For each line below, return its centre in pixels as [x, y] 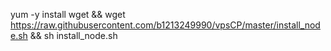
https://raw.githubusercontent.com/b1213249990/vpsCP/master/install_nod [165, 25]
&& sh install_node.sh [73, 35]
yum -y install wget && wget [68, 14]
